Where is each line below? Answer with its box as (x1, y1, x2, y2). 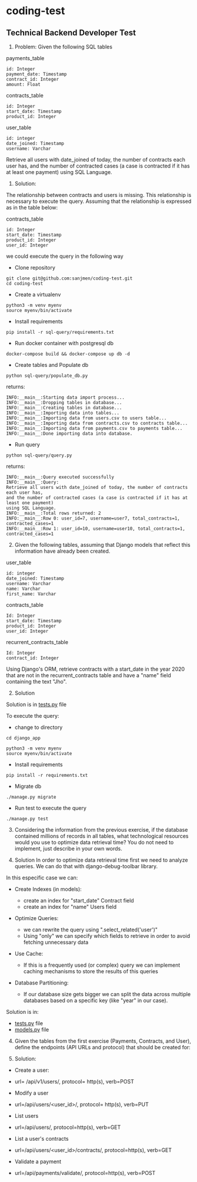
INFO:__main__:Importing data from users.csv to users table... (6, 415, 167, 421)
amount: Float (6, 81, 41, 87)
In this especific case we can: (6, 874, 78, 881)
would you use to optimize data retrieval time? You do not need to (14, 839, 174, 846)
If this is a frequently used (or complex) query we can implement (23, 961, 181, 968)
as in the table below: (6, 204, 58, 211)
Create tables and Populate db (14, 362, 89, 368)
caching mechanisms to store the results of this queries (23, 968, 159, 974)
